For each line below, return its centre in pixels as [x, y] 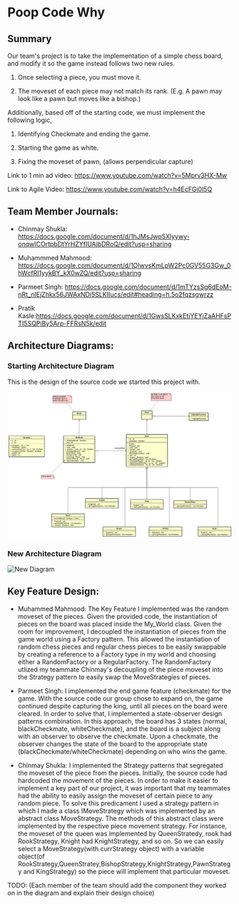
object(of [31, 856]
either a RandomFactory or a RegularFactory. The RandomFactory [115, 661]
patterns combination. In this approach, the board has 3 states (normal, [122, 721]
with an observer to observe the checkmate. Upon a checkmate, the [118, 736]
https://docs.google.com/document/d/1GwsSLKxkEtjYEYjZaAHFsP [134, 315]
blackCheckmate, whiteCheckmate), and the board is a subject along [119, 728]
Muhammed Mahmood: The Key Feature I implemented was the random [123, 609]
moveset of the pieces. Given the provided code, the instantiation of [117, 616]
